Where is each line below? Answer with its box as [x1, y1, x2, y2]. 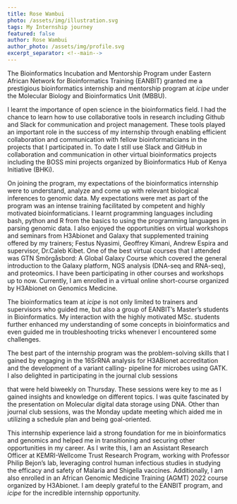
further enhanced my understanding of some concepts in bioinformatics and [7, 320, 230, 328]
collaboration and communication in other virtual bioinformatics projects [7, 150, 217, 159]
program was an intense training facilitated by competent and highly [7, 201, 206, 210]
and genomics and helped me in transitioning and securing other [7, 436, 195, 445]
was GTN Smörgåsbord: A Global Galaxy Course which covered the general [7, 253, 227, 262]
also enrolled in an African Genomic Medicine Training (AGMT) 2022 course [7, 474, 228, 482]
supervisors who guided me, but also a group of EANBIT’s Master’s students [7, 305, 229, 313]
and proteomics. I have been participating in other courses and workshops [7, 269, 224, 277]
